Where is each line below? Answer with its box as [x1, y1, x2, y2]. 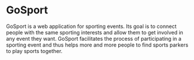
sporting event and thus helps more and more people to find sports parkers [6, 41, 189, 48]
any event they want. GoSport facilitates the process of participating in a [6, 35, 182, 42]
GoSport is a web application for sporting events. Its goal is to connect [6, 23, 177, 30]
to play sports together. [6, 47, 63, 54]
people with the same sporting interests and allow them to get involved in [6, 29, 183, 36]
